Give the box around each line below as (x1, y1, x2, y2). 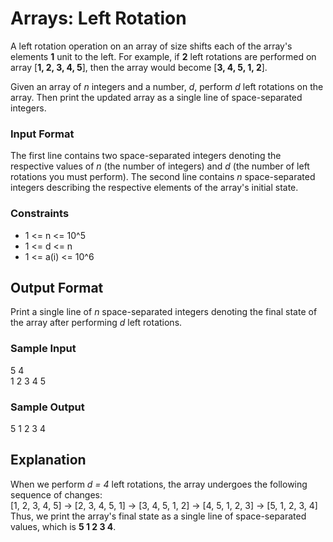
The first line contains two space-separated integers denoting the (10, 150, 282, 162)
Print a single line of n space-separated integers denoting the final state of (10, 306, 318, 318)
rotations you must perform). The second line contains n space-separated (10, 171, 316, 183)
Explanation (10, 452, 87, 469)
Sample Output (10, 400, 85, 414)
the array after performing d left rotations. (10, 317, 183, 329)
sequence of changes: (10, 488, 103, 501)
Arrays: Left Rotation (10, 7, 187, 30)
